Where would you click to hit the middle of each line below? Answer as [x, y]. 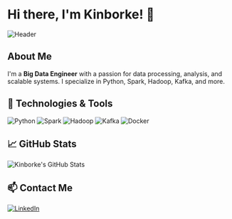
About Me [30, 57]
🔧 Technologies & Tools [60, 103]
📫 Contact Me [40, 188]
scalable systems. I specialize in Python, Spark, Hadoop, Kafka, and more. [116, 81]
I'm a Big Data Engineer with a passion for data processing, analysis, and [115, 73]
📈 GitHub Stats [42, 144]
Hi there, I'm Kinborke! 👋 [81, 15]
